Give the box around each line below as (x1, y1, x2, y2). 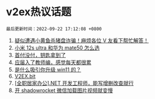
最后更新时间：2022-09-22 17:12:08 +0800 (6, 26, 102, 32)
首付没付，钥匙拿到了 (14, 51, 66, 58)
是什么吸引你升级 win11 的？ (14, 66, 82, 73)
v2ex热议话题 (6, 5, 72, 19)
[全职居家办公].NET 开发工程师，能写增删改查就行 (14, 79, 134, 86)
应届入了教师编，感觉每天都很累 (14, 59, 91, 66)
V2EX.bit (14, 72, 36, 79)
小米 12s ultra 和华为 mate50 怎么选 (14, 44, 100, 51)
